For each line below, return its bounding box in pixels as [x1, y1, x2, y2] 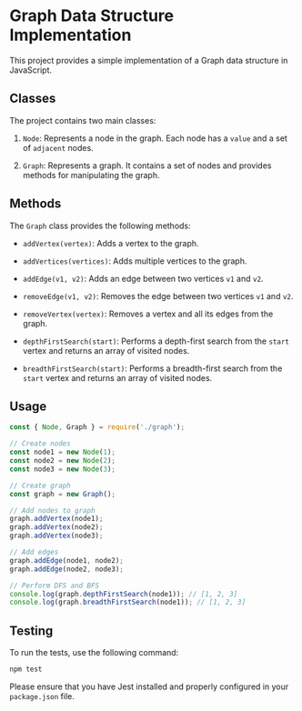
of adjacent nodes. [22, 142, 94, 153]
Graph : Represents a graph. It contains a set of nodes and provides [22, 160, 272, 171]
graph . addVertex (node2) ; [9, 523, 104, 532]
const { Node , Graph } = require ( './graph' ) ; [9, 423, 185, 432]
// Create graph [9, 481, 71, 490]
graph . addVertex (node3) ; [9, 531, 104, 541]
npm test [9, 665, 43, 674]
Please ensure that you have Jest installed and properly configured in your [9, 681, 289, 692]
